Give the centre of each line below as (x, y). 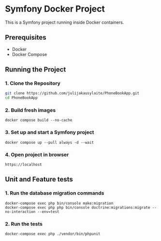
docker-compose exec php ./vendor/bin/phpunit (53, 234)
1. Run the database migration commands (55, 193)
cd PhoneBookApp (21, 98)
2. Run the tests (24, 224)
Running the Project (36, 69)
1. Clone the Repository (33, 83)
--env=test (48, 211)
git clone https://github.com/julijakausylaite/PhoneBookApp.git (72, 93)
